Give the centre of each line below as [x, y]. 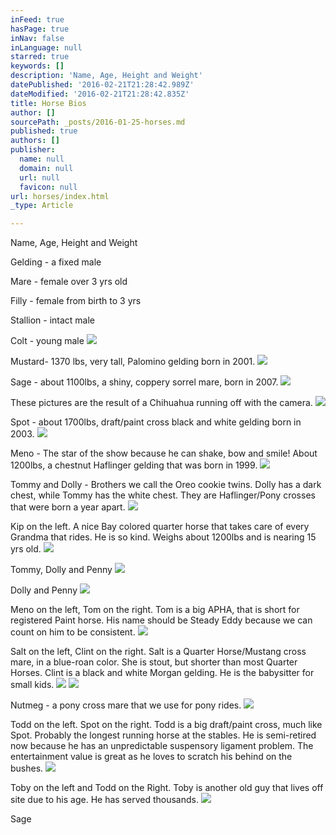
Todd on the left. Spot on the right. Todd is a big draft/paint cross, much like [166, 725]
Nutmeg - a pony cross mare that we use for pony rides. [126, 705]
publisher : [33, 150]
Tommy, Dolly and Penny [61, 570]
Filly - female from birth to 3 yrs [76, 301]
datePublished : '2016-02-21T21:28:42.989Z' [102, 85]
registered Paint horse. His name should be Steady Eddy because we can [161, 620]
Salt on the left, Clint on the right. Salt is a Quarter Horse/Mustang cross [158, 652]
